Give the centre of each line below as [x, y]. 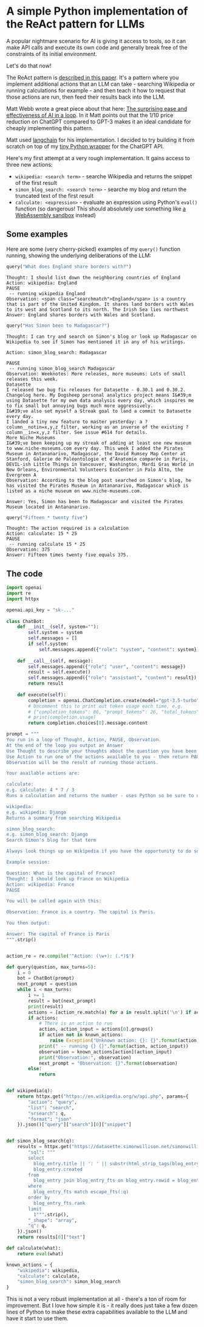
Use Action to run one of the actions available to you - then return [97, 757]
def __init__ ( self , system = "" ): [58, 627]
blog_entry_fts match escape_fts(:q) [81, 1192]
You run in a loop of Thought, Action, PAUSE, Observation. [84, 740]
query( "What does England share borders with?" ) [69, 266]
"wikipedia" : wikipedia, [49, 1270]
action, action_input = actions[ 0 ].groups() [96, 1029]
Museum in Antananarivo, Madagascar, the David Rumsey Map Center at [96, 454]
